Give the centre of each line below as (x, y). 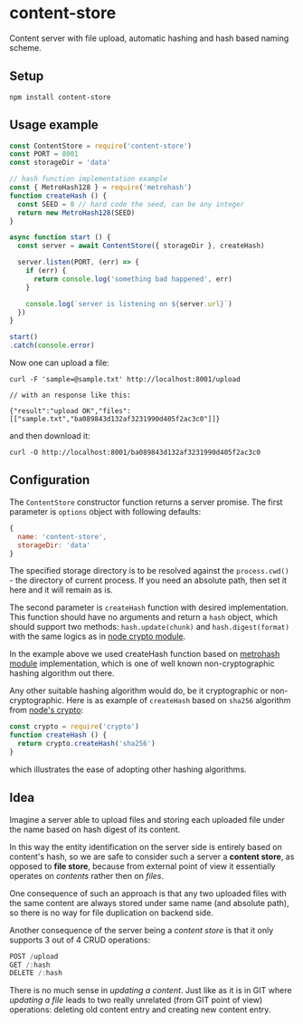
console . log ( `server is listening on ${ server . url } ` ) (129, 304)
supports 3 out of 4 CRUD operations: (80, 940)
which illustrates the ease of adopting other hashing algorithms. (128, 769)
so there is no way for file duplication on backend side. (112, 913)
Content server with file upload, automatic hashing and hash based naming (149, 38)
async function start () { (60, 237)
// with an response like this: (70, 396)
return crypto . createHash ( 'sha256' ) (86, 744)
